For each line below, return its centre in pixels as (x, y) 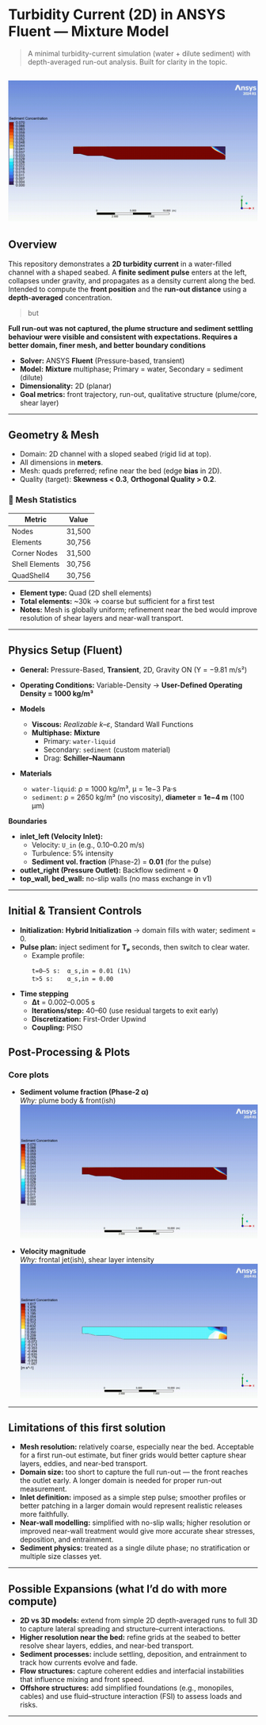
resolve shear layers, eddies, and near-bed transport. (106, 1646)
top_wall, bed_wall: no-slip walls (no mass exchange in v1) (116, 878)
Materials (36, 773)
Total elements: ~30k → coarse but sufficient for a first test (117, 601)
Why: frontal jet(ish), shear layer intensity (87, 1260)
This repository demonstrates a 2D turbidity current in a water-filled (120, 264)
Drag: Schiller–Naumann (84, 758)
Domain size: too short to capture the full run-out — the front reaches (134, 1472)
